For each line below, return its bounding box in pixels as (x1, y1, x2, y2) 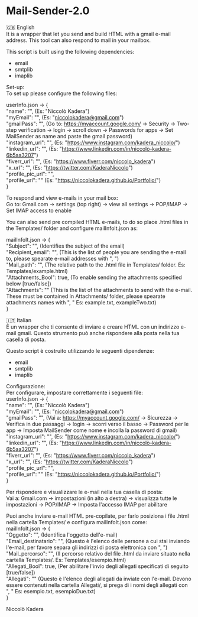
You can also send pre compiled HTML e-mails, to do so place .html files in (6, 218, 189, 225)
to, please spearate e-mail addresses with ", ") (6, 255, 119, 262)
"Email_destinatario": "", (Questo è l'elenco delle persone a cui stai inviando (6, 537, 190, 544)
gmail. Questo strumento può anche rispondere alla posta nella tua (17, 329, 180, 336)
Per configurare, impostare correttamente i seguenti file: (6, 389, 143, 396)
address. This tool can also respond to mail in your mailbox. (6, 37, 151, 44)
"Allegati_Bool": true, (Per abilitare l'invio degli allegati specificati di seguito (6, 563, 189, 570)
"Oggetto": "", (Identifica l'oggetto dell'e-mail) (6, 531, 118, 538)
